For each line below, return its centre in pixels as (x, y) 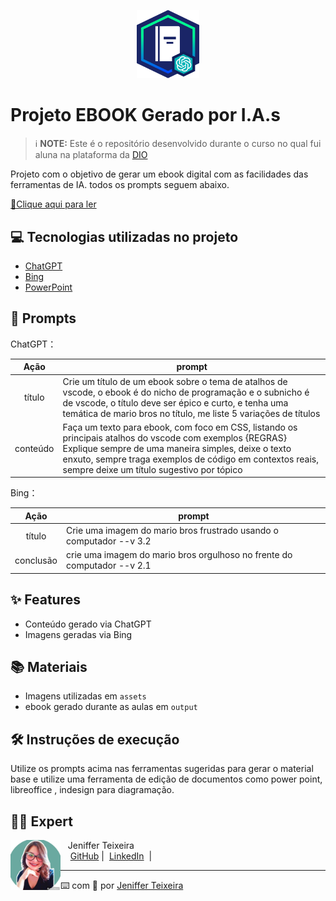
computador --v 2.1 (108, 566)
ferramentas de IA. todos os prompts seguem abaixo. (120, 185)
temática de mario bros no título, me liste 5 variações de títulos (191, 413)
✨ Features (45, 600)
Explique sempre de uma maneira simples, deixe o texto (177, 448)
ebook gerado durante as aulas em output (111, 707)
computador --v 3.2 (108, 541)
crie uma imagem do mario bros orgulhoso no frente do (179, 555)
